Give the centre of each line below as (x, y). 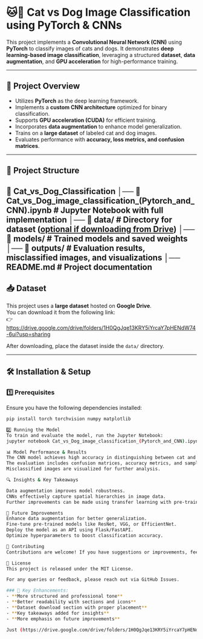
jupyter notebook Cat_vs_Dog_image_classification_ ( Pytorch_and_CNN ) (96, 441)
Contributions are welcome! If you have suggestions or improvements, (97, 552)
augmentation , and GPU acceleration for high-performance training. (92, 61)
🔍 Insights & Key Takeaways (42, 480)
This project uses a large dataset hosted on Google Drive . (79, 306)
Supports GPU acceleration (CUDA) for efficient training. (86, 120)
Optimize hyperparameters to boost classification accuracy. (85, 536)
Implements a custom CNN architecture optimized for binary (91, 107)
